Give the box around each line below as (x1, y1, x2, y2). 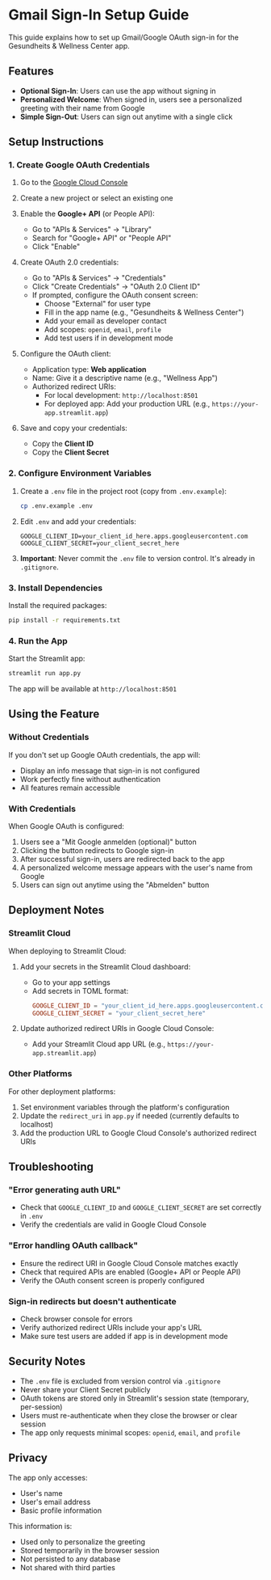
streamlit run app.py (8, 670, 81, 678)
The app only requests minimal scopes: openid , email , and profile (19, 1427, 240, 1437)
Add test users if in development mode (44, 333, 173, 343)
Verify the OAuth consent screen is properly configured (19, 1275, 205, 1285)
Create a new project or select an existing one (19, 193, 173, 203)
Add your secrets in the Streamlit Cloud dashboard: (19, 961, 191, 971)
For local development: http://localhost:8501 (44, 391, 198, 400)
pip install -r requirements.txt (8, 616, 121, 624)
